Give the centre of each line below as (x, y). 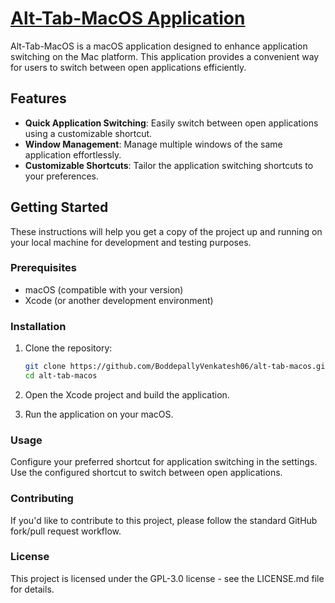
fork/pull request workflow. (66, 531)
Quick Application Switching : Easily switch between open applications (171, 123)
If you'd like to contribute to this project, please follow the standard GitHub (164, 520)
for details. (32, 589)
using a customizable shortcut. (88, 133)
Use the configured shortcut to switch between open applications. (146, 473)
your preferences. (62, 176)
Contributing (42, 499)
